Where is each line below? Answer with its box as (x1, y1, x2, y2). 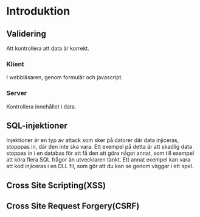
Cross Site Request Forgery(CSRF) (6, 201, 140, 212)
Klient (6, 60, 24, 68)
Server (6, 89, 27, 98)
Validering (6, 29, 47, 39)
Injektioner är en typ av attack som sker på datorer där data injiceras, (6, 137, 179, 144)
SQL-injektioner (6, 120, 68, 130)
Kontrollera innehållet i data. (6, 102, 77, 110)
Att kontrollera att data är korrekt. (6, 44, 90, 52)
